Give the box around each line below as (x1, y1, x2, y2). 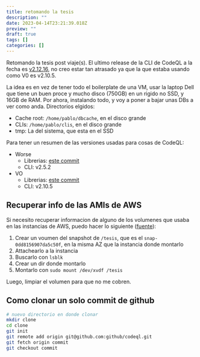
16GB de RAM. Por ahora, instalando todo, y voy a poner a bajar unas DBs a (6, 96, 194, 103)
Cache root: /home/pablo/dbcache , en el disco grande (14, 114, 146, 121)
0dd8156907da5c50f (14, 242, 61, 248)
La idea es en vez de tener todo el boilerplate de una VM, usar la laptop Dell (6, 83, 195, 90)
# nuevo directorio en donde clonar (6, 311, 98, 317)
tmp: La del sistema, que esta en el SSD (14, 127, 114, 134)
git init (6, 328, 28, 335)
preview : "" (6, 25, 36, 32)
